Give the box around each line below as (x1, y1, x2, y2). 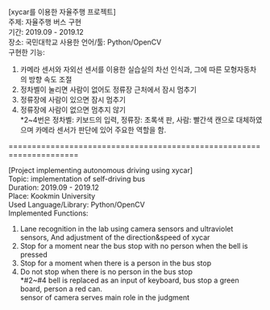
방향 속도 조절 (28, 75, 73, 84)
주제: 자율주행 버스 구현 (8, 17, 82, 27)
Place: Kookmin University (8, 191, 96, 200)
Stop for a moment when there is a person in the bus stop (19, 258, 212, 268)
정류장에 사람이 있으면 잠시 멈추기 (19, 95, 127, 104)
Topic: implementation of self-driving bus (8, 174, 146, 183)
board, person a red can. (19, 284, 103, 293)
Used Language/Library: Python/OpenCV (8, 200, 145, 209)
